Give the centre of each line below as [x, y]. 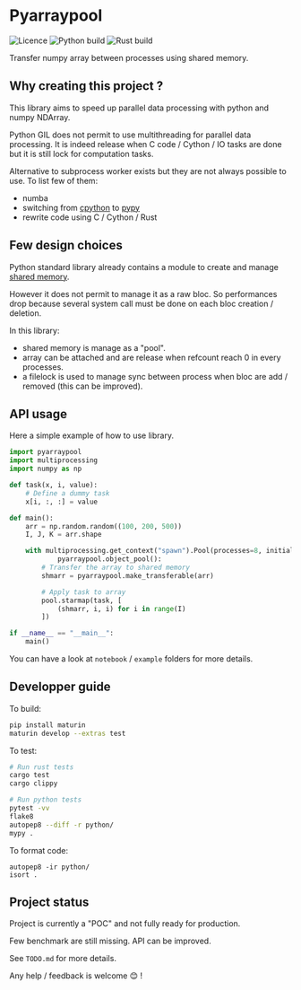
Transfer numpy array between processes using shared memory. [129, 57]
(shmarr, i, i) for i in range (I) [121, 609]
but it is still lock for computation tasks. [82, 153]
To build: [26, 708]
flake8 [21, 816]
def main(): [31, 518]
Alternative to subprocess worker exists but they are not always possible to [148, 171]
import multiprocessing [54, 460]
